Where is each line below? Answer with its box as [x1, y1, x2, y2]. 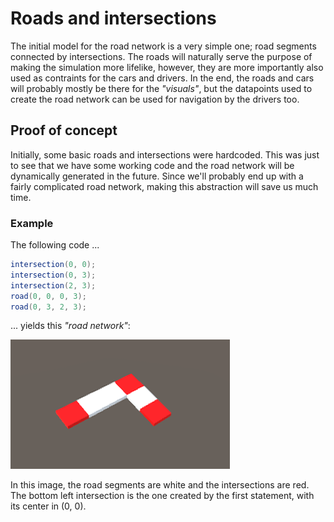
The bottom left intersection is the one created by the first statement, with [10, 490, 315, 502]
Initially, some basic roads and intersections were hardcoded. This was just [10, 148, 320, 161]
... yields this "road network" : [10, 320, 131, 332]
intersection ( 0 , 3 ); [10, 270, 97, 280]
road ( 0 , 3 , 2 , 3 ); [10, 302, 87, 312]
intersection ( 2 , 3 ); [10, 280, 97, 291]
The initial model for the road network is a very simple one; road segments [10, 40, 317, 52]
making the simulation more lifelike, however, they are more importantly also [10, 61, 324, 73]
